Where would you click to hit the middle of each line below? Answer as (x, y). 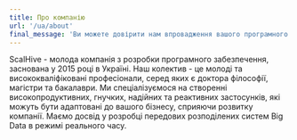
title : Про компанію (48, 17)
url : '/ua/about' (41, 26)
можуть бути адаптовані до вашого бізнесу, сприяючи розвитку (131, 107)
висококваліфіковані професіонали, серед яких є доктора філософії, (139, 78)
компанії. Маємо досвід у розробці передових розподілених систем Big (146, 116)
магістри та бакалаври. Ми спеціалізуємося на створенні (118, 88)
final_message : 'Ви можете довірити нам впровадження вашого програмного (149, 34)
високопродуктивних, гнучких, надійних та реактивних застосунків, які (145, 97)
